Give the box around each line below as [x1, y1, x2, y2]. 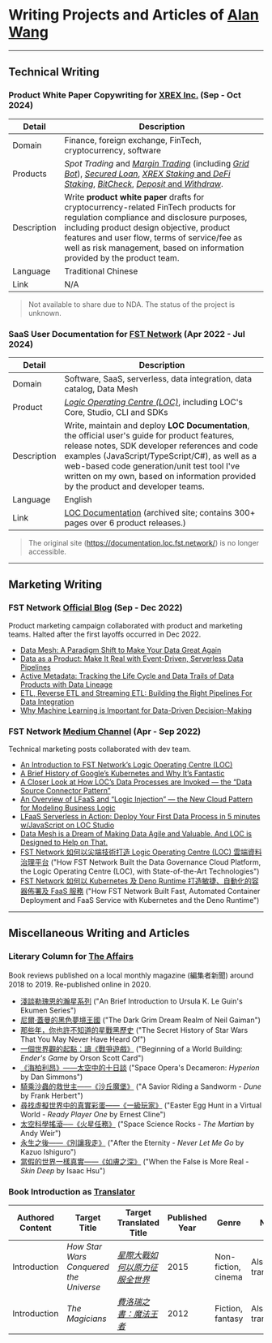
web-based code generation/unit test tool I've [64, 460, 240, 472]
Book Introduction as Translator [8, 1185, 136, 1197]
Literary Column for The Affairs [8, 951, 134, 962]
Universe [66, 1281, 101, 1293]
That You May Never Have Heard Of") [19, 1034, 147, 1044]
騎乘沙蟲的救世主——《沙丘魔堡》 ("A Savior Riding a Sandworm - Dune [19, 1082, 261, 1091]
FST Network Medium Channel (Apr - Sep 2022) [8, 725, 201, 736]
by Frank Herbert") [19, 1090, 83, 1100]
